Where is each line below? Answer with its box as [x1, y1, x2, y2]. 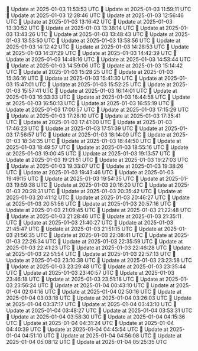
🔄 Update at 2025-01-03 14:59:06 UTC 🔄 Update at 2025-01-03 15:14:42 [6, 62, 183, 69]
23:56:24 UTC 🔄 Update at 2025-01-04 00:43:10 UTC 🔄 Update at [14, 282, 175, 289]
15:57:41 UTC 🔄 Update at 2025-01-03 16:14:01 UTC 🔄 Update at [21, 87, 177, 94]
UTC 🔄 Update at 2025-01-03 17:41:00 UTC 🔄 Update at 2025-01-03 [6, 119, 173, 125]
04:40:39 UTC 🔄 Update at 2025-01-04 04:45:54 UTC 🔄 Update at [6, 326, 168, 333]
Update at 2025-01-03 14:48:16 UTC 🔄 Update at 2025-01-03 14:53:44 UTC [6, 56, 191, 63]
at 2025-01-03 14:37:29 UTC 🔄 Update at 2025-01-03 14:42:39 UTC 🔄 [6, 50, 177, 56]
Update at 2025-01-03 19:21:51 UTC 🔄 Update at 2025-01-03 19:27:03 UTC [6, 157, 189, 163]
